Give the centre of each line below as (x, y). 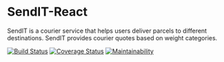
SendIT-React (48, 12)
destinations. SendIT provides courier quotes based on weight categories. (112, 37)
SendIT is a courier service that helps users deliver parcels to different (107, 31)
